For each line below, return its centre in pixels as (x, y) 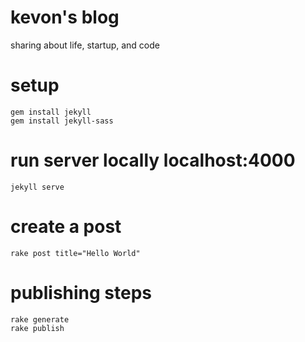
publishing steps (81, 292)
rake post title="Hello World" (75, 253)
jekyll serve (37, 187)
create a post (66, 227)
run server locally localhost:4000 (153, 160)
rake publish (37, 328)
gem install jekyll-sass (62, 121)
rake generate (40, 319)
